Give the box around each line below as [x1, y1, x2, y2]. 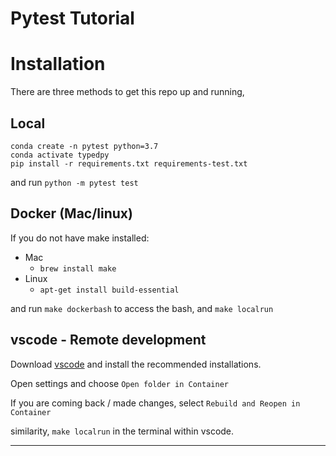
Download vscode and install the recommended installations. [10, 358, 262, 370]
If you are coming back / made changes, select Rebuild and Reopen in [10, 397, 301, 409]
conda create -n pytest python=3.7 [10, 141, 159, 151]
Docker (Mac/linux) [10, 205, 133, 222]
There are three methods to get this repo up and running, [10, 86, 245, 98]
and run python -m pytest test [10, 176, 139, 188]
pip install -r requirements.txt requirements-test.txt [10, 158, 248, 169]
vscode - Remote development [10, 332, 207, 349]
